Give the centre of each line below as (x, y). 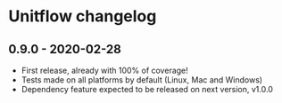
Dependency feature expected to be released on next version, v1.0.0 (147, 89)
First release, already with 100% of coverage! (104, 70)
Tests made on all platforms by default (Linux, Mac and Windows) (142, 80)
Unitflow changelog (83, 16)
